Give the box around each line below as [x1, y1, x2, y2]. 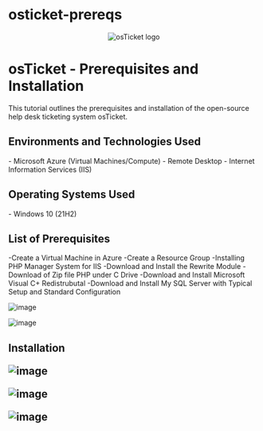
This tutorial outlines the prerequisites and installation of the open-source [8, 103, 249, 113]
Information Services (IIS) [8, 164, 92, 174]
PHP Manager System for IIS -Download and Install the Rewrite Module [8, 262, 241, 271]
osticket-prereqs [8, 6, 123, 24]
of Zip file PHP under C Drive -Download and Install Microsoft [43, 270, 245, 280]
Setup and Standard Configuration [8, 287, 121, 297]
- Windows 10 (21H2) [8, 209, 77, 219]
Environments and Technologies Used [8, 135, 202, 148]
